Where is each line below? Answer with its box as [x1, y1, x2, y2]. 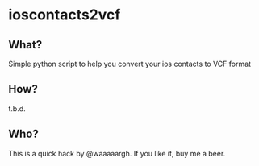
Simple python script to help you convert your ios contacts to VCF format [8, 59, 252, 68]
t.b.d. [8, 103, 26, 114]
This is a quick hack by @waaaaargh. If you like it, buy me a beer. [8, 148, 226, 158]
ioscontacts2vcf [8, 6, 121, 24]
